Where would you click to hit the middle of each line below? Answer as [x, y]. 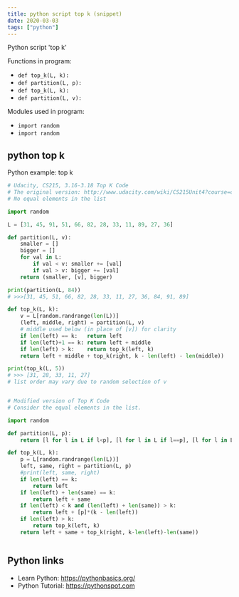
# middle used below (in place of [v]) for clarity [98, 329]
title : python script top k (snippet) [65, 14]
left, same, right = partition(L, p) [76, 466]
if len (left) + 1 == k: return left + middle [86, 343]
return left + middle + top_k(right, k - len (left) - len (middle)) [122, 356]
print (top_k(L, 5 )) [36, 369]
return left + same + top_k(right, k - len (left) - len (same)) [110, 532]
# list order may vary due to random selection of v [87, 382]
